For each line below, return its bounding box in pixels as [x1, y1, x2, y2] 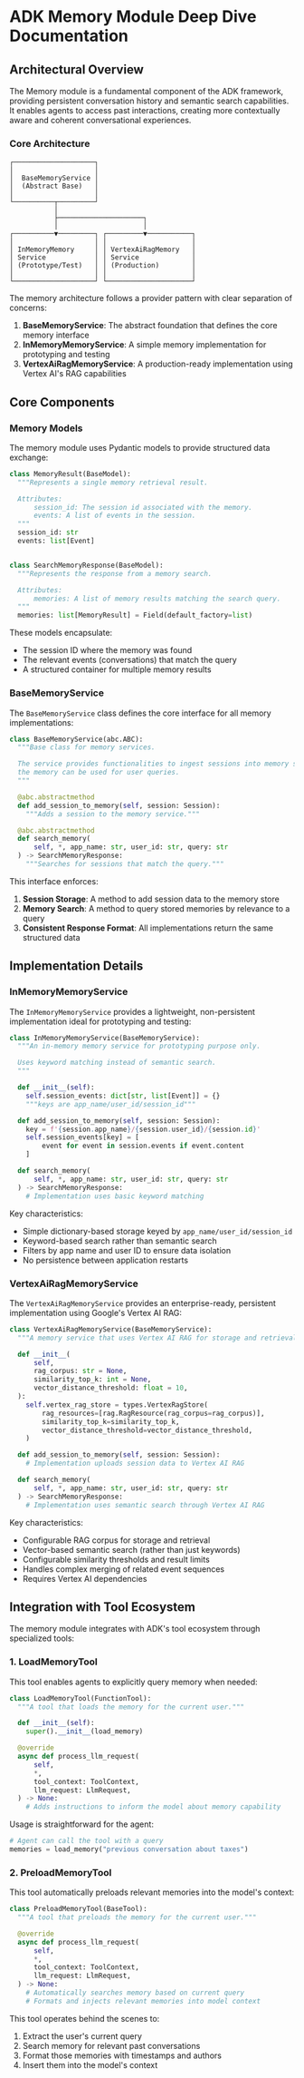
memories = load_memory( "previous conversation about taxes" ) [9, 1845, 249, 1854]
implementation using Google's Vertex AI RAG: [9, 1307, 183, 1318]
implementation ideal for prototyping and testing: [9, 1016, 192, 1027]
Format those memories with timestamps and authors [22, 2050, 222, 2061]
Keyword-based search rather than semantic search [22, 1235, 217, 1246]
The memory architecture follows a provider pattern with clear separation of [9, 293, 292, 304]
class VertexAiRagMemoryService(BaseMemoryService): [9, 1324, 213, 1334]
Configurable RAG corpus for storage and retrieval [22, 1535, 211, 1546]
